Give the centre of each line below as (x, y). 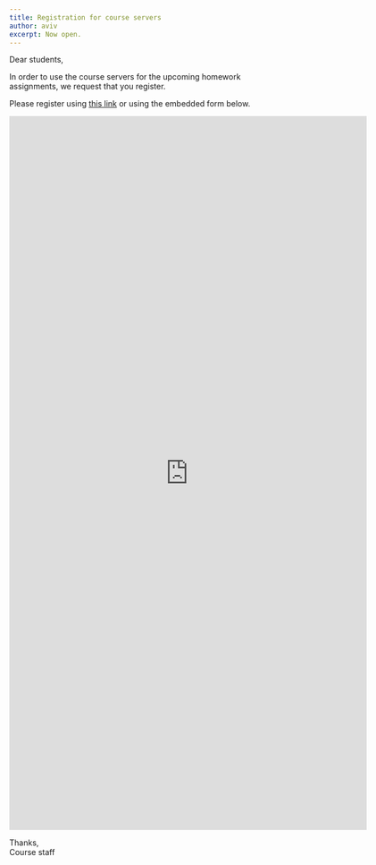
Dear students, (37, 60)
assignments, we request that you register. (88, 87)
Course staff (32, 852)
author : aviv (33, 26)
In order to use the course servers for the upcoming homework (125, 77)
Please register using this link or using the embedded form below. (130, 104)
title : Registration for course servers (86, 17)
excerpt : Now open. (46, 34)
